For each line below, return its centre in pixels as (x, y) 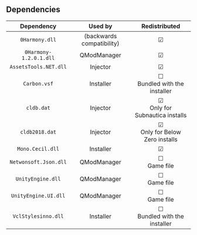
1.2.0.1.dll (38, 58)
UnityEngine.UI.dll (38, 195)
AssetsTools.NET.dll (38, 67)
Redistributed (161, 26)
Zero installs (161, 139)
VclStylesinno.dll (38, 216)
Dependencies (33, 10)
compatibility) (100, 43)
